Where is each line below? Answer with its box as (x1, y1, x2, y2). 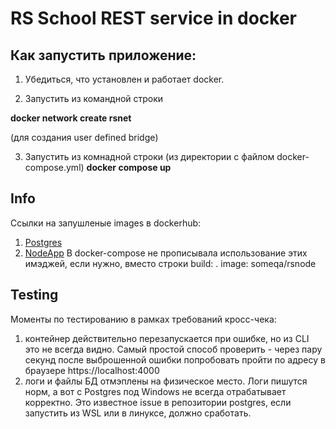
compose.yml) (24, 162, 85, 173)
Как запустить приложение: (10, 47, 197, 64)
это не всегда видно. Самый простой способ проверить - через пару (24, 343, 323, 355)
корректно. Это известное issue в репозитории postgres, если (24, 396, 292, 408)
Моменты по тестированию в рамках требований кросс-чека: (10, 313, 277, 325)
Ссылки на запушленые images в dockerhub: (10, 217, 202, 229)
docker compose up (86, 162, 172, 173)
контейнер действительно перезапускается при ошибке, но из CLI (24, 332, 310, 344)
